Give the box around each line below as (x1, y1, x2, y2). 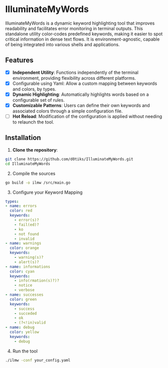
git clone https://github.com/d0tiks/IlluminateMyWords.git (5, 157, 134, 162)
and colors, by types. (12, 86, 57, 92)
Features (5, 56, 34, 65)
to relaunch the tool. (12, 119, 54, 125)
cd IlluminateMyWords (5, 161, 51, 166)
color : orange (10, 246, 39, 251)
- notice (14, 283, 33, 288)
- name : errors (5, 203, 37, 209)
